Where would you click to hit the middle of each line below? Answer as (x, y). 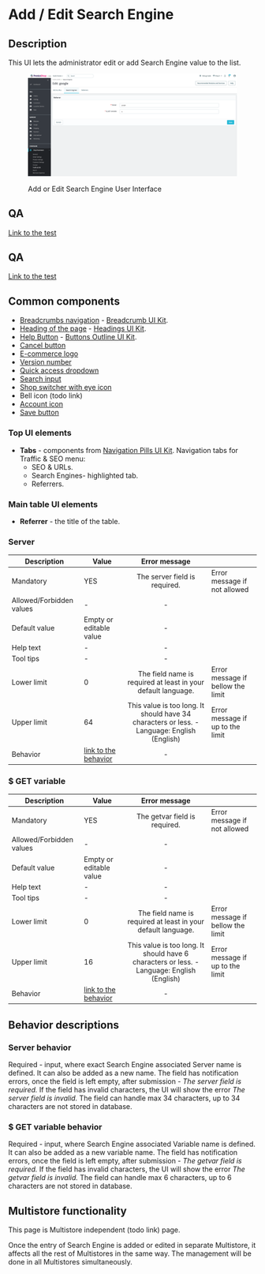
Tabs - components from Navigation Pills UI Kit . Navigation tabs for (129, 450)
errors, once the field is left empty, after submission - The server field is (125, 1081)
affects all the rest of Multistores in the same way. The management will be (130, 1253)
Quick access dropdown (59, 371)
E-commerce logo (49, 354)
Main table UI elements (53, 504)
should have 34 (166, 714)
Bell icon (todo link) (51, 395)
